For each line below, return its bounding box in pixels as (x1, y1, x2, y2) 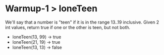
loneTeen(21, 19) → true (12, 39, 60, 45)
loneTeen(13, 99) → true (12, 34, 61, 40)
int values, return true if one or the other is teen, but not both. (5, 24, 130, 30)
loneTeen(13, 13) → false (12, 44, 62, 50)
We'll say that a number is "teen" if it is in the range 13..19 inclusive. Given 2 (5, 19, 160, 25)
